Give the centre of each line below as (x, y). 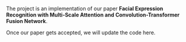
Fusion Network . (27, 21)
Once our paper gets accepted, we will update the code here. (81, 33)
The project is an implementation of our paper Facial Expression (85, 9)
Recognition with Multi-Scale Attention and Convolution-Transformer (93, 15)
